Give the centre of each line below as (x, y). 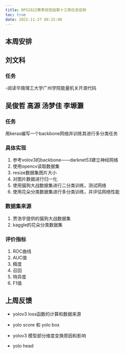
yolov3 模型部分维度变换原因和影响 (49, 335)
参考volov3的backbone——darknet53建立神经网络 (65, 160)
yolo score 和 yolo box (36, 324)
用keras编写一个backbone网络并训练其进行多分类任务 (61, 133)
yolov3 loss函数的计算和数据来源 (47, 314)
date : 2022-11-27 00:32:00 (34, 19)
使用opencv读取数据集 (36, 167)
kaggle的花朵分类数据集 (38, 225)
